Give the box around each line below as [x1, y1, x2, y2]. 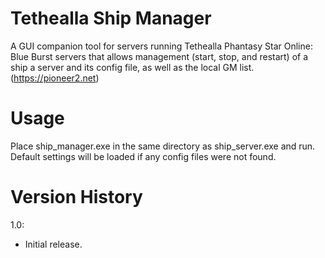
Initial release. [24, 238, 83, 250]
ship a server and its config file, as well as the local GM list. [10, 61, 255, 73]
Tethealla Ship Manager [10, 7, 212, 30]
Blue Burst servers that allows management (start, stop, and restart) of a [10, 50, 309, 62]
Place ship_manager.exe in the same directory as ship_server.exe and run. [10, 140, 316, 152]
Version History [10, 186, 143, 209]
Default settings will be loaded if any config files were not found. [10, 150, 277, 162]
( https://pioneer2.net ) [10, 72, 100, 84]
